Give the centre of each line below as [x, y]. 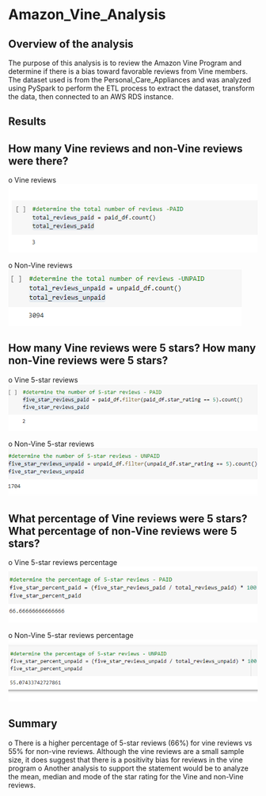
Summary [33, 724]
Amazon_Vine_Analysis [87, 15]
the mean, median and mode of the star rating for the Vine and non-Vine [126, 776]
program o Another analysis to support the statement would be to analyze [129, 768]
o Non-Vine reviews [40, 265]
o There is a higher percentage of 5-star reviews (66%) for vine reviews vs [130, 743]
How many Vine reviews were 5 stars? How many [132, 348]
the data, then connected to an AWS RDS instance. [91, 96]
